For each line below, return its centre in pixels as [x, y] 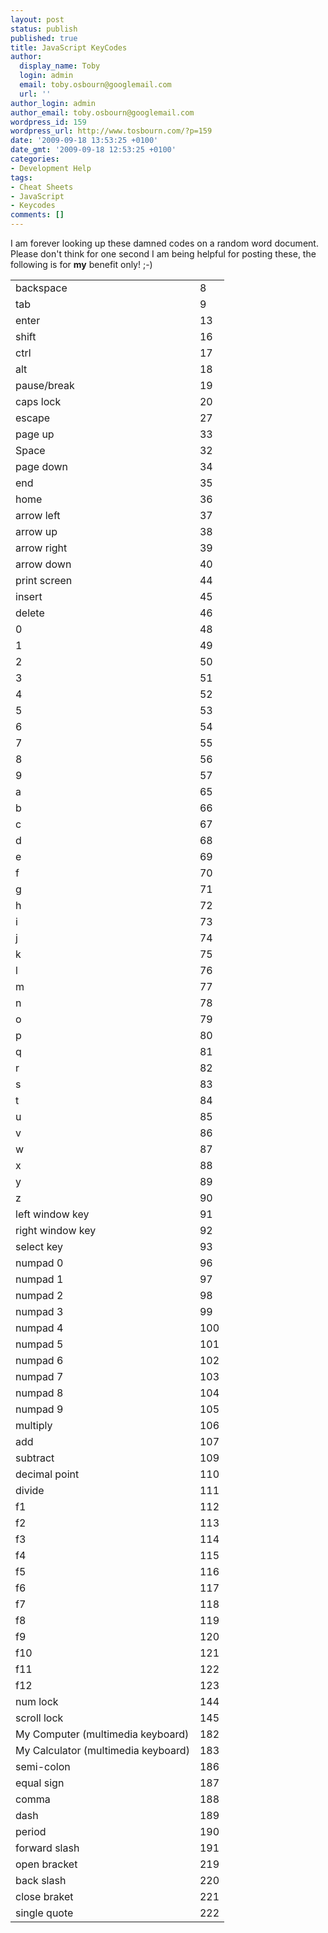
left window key [52, 1214]
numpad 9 [39, 1409]
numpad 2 [39, 1295]
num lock [37, 1701]
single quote [44, 1913]
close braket [44, 1896]
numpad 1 [39, 1279]
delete [30, 613]
